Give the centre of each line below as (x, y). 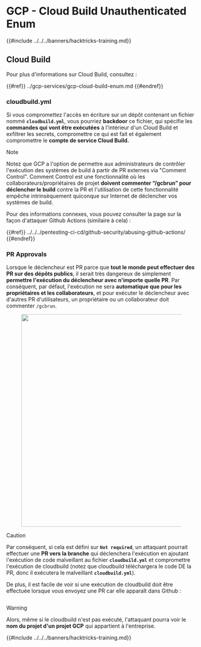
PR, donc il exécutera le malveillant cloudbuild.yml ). (71, 573)
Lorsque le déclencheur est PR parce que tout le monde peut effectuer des (101, 268)
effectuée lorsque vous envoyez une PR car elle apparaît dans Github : (94, 591)
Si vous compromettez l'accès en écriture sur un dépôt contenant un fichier (100, 115)
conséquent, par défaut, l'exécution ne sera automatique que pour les (94, 287)
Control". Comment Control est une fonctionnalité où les (76, 177)
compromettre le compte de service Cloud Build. (68, 141)
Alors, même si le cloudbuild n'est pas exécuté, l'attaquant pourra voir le (96, 620)
